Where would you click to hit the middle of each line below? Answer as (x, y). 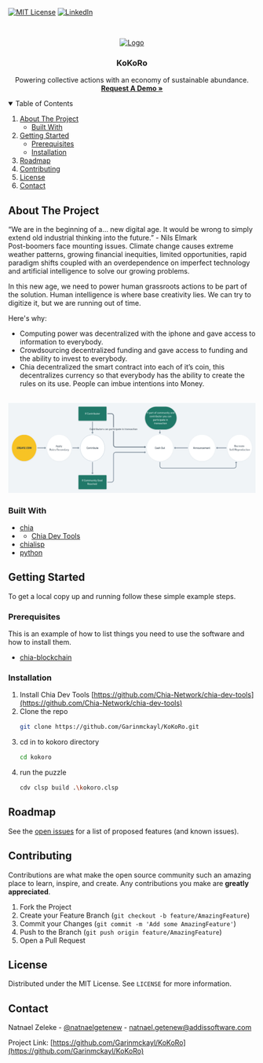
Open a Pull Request (53, 940)
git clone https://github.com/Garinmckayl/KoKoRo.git (109, 727)
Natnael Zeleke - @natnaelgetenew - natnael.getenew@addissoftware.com (130, 1028)
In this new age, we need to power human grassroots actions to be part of (128, 286)
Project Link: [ (31, 1043)
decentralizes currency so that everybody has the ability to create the (132, 375)
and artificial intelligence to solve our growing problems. (99, 271)
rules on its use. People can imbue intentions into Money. (112, 384)
